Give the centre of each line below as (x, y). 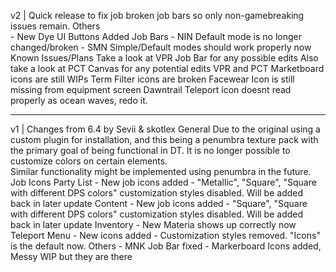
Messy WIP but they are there (71, 256)
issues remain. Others (55, 26)
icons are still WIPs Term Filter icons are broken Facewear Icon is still (152, 79)
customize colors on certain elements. (89, 161)
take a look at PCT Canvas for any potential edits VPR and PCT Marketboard (167, 68)
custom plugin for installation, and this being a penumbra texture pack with (164, 139)
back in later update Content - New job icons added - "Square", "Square (159, 203)
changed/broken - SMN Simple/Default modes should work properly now (161, 47)
